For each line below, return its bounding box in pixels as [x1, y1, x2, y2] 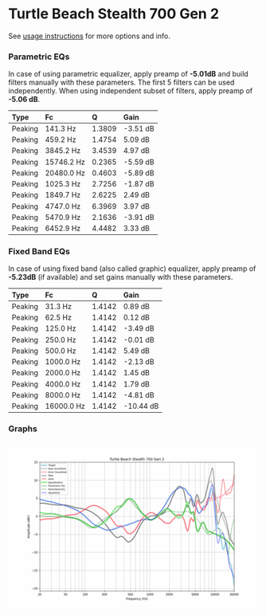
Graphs [8, 423, 37, 434]
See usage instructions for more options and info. [8, 31, 171, 41]
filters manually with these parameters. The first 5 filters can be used [8, 77, 235, 88]
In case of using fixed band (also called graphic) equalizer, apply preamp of [8, 264, 256, 273]
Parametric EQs [8, 51, 70, 62]
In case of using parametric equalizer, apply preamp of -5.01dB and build [8, 69, 248, 79]
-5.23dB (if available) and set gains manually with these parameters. [8, 273, 233, 282]
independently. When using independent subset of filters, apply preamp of [8, 86, 253, 96]
